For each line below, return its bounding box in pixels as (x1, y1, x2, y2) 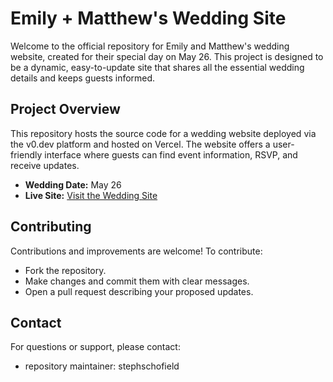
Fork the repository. (24, 264, 107, 276)
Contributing (10, 218, 92, 236)
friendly (10, 148, 43, 161)
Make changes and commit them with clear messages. (24, 275, 250, 287)
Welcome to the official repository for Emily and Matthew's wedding (10, 40, 290, 52)
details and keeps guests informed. (10, 72, 156, 84)
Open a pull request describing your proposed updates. (24, 285, 254, 297)
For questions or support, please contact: (10, 341, 181, 353)
